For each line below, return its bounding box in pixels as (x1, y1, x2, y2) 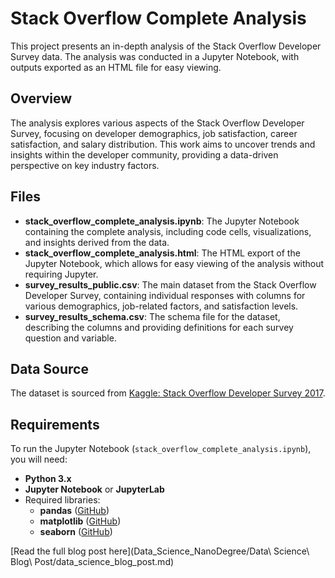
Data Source (10, 360, 89, 377)
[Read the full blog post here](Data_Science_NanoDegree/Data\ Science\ (10, 545, 310, 557)
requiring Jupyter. (24, 268, 99, 280)
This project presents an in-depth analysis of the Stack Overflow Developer (10, 40, 322, 52)
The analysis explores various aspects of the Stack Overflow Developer (10, 117, 305, 129)
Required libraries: (24, 494, 101, 506)
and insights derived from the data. (24, 236, 170, 248)
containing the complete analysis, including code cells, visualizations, (24, 225, 312, 237)
